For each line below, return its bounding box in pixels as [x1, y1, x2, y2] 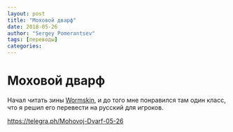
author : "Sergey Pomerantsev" [7, 29, 96, 37]
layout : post [7, 10, 45, 17]
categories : [7, 43, 42, 50]
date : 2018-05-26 [7, 23, 58, 30]
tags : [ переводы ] [7, 36, 58, 43]
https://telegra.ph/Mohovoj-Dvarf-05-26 [7, 117, 124, 125]
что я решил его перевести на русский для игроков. [7, 103, 164, 112]
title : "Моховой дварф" [7, 17, 77, 24]
